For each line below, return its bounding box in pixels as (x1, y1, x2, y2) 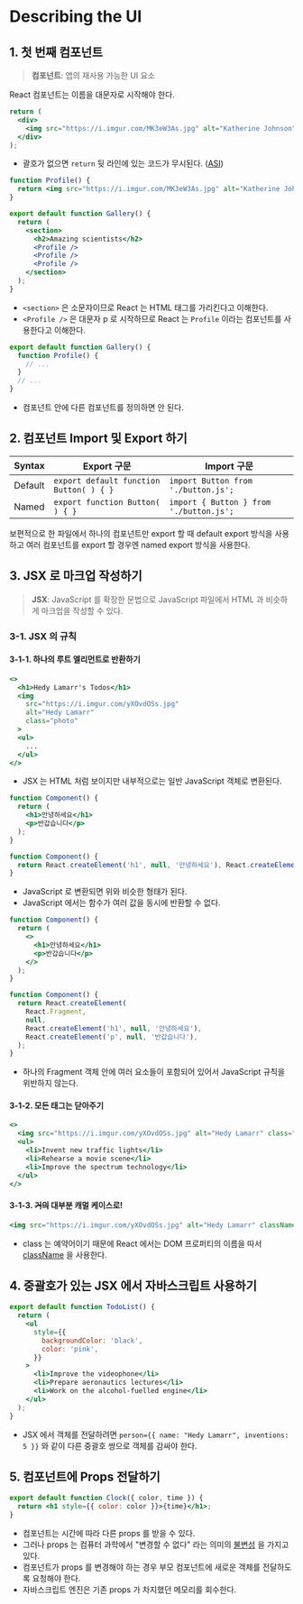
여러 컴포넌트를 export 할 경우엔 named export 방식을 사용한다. (25, 539, 251, 550)
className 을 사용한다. (22, 1249, 107, 1260)
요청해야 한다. (32, 1573, 81, 1584)
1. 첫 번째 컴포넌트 (9, 44, 104, 60)
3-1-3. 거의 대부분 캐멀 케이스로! (9, 1200, 124, 1211)
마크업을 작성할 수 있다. (41, 605, 124, 616)
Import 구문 (205, 460, 254, 472)
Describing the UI (9, 6, 142, 27)
